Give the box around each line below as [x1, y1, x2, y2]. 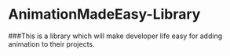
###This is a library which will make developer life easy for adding [8, 31, 223, 40]
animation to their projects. [8, 39, 96, 48]
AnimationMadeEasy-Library [8, 5, 201, 23]
